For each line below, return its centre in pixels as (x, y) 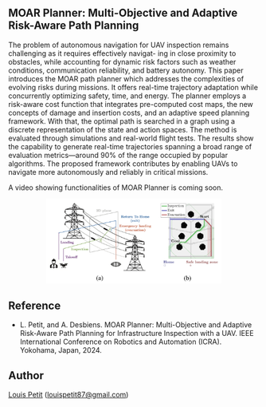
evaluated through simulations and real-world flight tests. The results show (131, 138)
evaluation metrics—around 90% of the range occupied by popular (118, 155)
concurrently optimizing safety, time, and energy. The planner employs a (127, 96)
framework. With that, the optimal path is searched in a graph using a (122, 121)
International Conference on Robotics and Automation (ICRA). (121, 342)
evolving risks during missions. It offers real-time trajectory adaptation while (133, 87)
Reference (35, 306)
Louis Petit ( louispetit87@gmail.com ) (68, 395)
